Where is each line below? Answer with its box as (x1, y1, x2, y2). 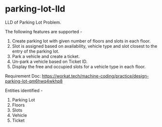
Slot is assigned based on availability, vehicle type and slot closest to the (12, 43, 158, 49)
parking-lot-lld (5, 3, 65, 14)
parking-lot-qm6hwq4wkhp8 (5, 78, 63, 84)
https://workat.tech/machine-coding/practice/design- (42, 73, 149, 79)
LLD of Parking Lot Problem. (5, 19, 61, 25)
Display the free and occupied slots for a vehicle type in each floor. (12, 64, 146, 70)
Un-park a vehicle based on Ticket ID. (12, 58, 88, 64)
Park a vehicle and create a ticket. (12, 53, 80, 59)
